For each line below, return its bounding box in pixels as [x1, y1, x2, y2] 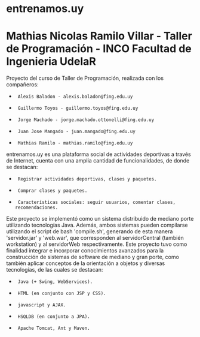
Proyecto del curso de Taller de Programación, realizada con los [6, 74, 164, 82]
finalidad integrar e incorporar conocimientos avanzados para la [6, 247, 164, 254]
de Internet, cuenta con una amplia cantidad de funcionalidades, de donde [6, 157, 190, 164]
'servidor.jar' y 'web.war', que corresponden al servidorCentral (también [6, 234, 184, 242]
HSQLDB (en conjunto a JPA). [17, 314, 91, 320]
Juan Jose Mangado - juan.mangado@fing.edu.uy [17, 128, 136, 135]
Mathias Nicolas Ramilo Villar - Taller [6, 29, 192, 43]
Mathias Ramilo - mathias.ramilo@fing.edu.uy [17, 140, 133, 146]
